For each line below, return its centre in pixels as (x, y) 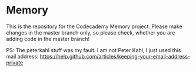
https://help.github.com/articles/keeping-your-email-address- (115, 56)
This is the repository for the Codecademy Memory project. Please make (94, 26)
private (15, 63)
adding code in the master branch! (48, 39)
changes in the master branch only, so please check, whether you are (91, 32)
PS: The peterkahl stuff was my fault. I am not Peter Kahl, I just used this (94, 50)
